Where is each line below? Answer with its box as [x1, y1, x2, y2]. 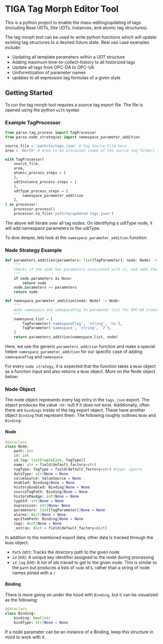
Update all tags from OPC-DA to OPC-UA [12, 64, 95, 70]
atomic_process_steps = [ [14, 171, 66, 176]
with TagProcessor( [5, 157, 45, 162]
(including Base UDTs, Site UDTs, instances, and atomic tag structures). [5, 24, 148, 30]
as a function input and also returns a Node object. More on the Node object [5, 369, 155, 374]
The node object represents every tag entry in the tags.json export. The [5, 397, 149, 403]
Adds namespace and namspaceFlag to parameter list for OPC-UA [14, 307, 145, 312]
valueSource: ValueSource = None [14, 476, 81, 481]
